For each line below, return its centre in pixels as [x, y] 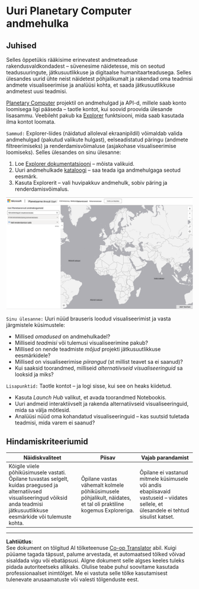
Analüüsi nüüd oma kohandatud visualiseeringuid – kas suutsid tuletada [102, 417]
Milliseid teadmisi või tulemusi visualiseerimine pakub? [81, 343]
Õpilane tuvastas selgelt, [39, 478]
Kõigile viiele [24, 466]
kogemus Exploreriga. [107, 510]
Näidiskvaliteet [42, 457]
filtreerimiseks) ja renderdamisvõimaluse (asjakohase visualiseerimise [91, 146]
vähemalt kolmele [102, 485]
